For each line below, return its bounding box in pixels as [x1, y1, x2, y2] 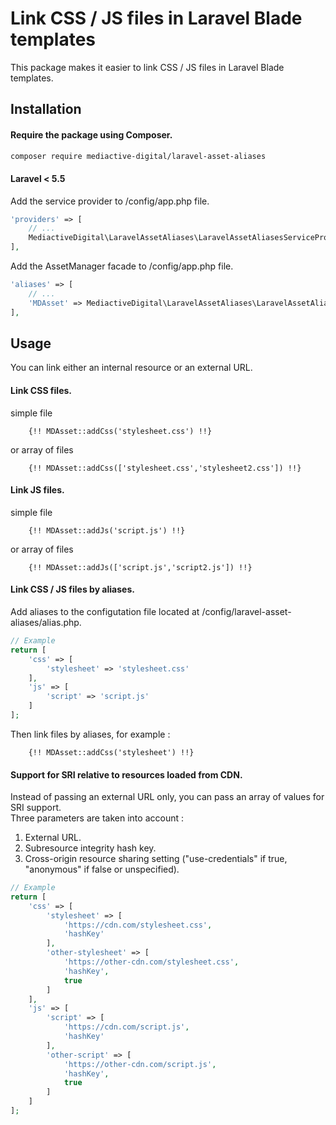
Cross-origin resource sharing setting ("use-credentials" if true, [24, 853, 288, 865]
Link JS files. [10, 484, 65, 496]
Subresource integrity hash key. [24, 842, 157, 854]
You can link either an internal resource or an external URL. [10, 362, 253, 374]
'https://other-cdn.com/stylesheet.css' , [63, 957, 240, 967]
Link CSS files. [10, 385, 72, 397]
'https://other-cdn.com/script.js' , [63, 1059, 217, 1069]
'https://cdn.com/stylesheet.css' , [63, 920, 213, 930]
